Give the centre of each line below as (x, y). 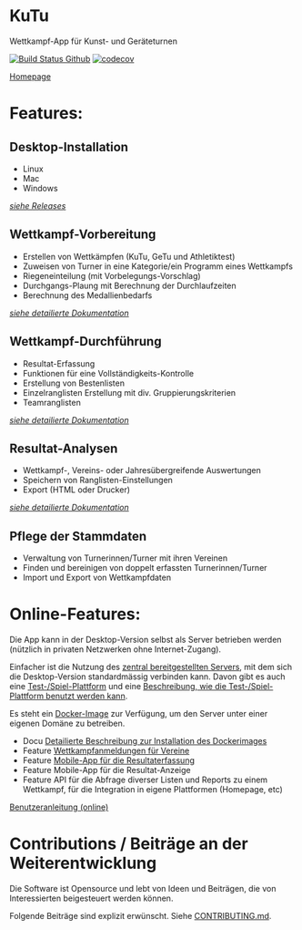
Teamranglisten (52, 402)
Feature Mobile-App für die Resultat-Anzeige (106, 770)
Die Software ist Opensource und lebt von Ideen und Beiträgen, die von (143, 889)
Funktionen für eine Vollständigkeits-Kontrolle (108, 373)
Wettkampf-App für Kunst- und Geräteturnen (93, 41)
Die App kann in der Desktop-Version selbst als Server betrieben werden (146, 640)
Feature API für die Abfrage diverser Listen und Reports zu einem (145, 780)
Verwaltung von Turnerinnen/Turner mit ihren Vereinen (125, 558)
